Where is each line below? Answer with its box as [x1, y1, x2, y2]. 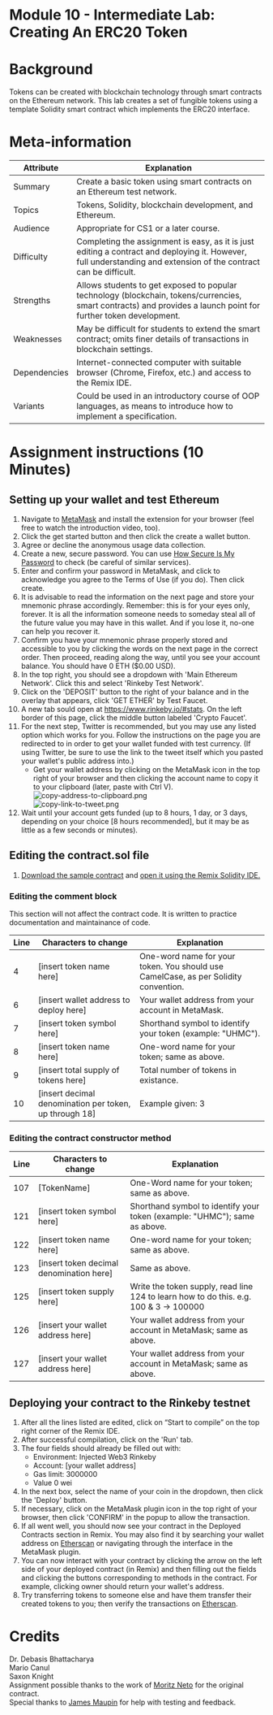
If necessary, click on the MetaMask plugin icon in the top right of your [20, 1504, 258, 1513]
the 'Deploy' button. [20, 1496, 87, 1505]
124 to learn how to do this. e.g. [130, 1291, 252, 1302]
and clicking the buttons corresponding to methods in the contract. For [20, 1573, 258, 1583]
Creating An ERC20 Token [9, 23, 188, 41]
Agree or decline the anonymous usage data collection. [20, 541, 206, 550]
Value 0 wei [32, 1478, 72, 1488]
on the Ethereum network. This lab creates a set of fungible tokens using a [9, 96, 258, 106]
